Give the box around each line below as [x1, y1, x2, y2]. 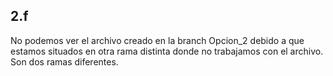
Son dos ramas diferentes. [10, 55, 119, 68]
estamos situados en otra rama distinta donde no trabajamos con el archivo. [10, 45, 324, 57]
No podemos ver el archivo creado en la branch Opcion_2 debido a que [10, 34, 305, 46]
